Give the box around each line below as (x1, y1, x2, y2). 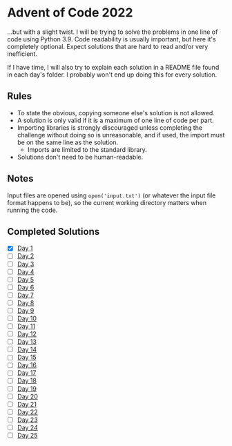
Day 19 (17, 385, 37, 393)
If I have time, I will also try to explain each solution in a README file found (7, 63, 220, 71)
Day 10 (17, 314, 37, 322)
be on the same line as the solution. (17, 138, 119, 146)
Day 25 (17, 431, 38, 439)
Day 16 (17, 361, 37, 369)
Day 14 (17, 345, 37, 353)
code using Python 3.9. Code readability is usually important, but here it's (7, 35, 216, 43)
